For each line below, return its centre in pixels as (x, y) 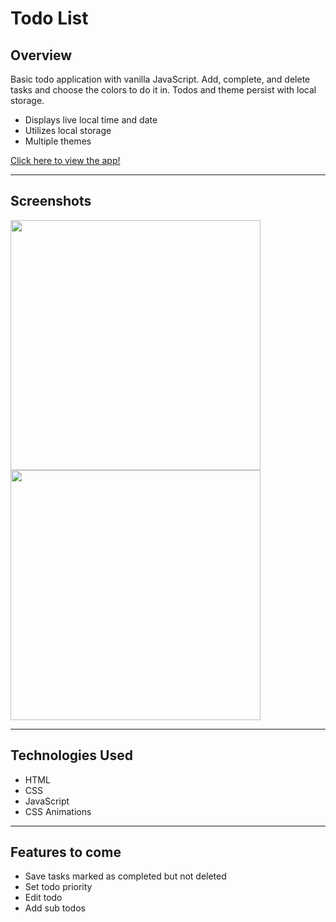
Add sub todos (55, 908)
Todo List (49, 18)
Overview (41, 55)
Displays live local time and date (91, 120)
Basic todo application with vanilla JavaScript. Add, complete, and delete (160, 79)
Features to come (66, 852)
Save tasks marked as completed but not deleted (125, 876)
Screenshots (51, 201)
